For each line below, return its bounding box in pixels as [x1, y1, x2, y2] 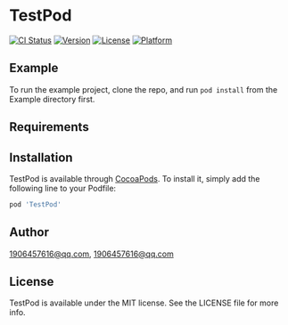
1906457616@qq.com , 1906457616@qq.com [9, 248, 174, 259]
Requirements [9, 119, 89, 134]
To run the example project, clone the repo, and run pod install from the [9, 84, 278, 94]
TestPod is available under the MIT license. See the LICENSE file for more [9, 297, 279, 308]
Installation [9, 150, 73, 165]
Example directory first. [9, 93, 95, 104]
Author [9, 224, 49, 240]
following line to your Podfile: [9, 183, 117, 193]
